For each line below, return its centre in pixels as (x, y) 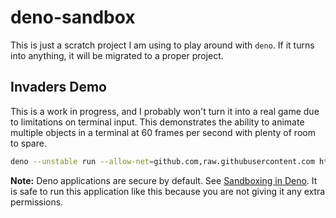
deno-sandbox (73, 17)
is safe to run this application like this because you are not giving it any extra (168, 191)
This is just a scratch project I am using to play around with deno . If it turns (162, 45)
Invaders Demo (58, 87)
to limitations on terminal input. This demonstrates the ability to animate (157, 122)
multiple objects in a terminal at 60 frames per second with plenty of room (163, 132)
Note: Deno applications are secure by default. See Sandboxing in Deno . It (164, 180)
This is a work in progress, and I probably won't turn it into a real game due (165, 111)
